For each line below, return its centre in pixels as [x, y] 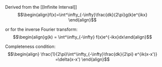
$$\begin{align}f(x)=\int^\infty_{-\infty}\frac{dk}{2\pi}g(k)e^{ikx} [82, 15]
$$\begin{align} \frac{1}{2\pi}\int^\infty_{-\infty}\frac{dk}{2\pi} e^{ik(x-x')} [82, 54]
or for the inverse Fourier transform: [41, 29]
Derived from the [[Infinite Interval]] [41, 7]
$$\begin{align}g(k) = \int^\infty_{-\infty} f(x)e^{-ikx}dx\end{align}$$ [82, 37]
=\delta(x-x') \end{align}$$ [82, 59]
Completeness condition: [30, 46]
